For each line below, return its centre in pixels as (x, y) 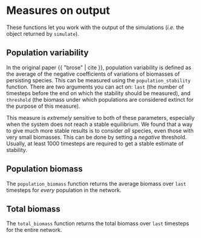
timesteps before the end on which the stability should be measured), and (98, 93)
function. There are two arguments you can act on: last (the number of (95, 87)
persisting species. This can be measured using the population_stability (98, 80)
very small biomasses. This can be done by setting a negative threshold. (97, 137)
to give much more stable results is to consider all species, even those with (100, 130)
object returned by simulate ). (43, 33)
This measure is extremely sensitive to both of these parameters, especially (100, 117)
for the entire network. (34, 230)
